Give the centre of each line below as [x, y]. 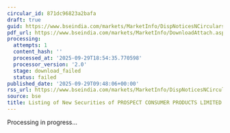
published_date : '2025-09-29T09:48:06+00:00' [73, 84]
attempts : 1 [30, 45]
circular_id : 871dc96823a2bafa [52, 13]
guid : [15, 26]
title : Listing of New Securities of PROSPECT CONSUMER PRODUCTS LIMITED [115, 103]
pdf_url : [20, 33]
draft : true [24, 20]
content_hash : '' [38, 52]
